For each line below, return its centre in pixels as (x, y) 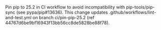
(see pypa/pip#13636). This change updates (62, 12)
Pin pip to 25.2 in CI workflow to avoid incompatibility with (65, 7)
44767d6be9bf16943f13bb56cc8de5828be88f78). (57, 23)
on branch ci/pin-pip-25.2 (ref (63, 17)
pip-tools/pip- (140, 7)
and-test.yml (18, 17)
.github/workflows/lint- (133, 12)
